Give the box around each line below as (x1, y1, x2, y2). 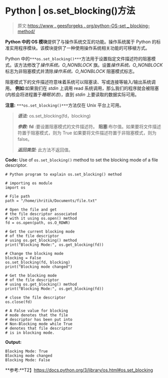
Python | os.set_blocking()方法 (5, 5, 135, 17)
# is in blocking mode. (5, 330, 55, 335)
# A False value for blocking (5, 308, 68, 313)
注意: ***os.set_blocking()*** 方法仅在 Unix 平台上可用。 (5, 102, 124, 108)
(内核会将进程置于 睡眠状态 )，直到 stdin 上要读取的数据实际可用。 (5, 91, 139, 98)
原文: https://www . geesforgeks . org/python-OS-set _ (17, 23, 129, 29)
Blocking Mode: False (5, 357, 50, 362)
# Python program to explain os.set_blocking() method (5, 172, 122, 177)
